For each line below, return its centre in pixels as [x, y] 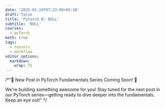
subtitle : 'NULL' [23, 24]
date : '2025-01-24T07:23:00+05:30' [42, 10]
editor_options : [22, 56]
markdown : [20, 61]
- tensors [20, 47]
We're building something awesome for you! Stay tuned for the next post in [83, 89]
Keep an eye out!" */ [26, 100]
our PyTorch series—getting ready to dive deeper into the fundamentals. [80, 95]
